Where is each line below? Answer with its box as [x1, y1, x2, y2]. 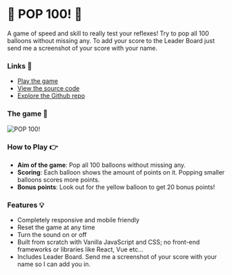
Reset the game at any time [17, 223, 95, 231]
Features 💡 [7, 200, 45, 210]
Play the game [17, 77, 59, 85]
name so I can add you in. [17, 260, 91, 269]
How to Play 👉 [7, 142, 59, 152]
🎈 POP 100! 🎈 [7, 6, 83, 22]
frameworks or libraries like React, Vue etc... [17, 245, 144, 254]
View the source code [17, 85, 80, 93]
